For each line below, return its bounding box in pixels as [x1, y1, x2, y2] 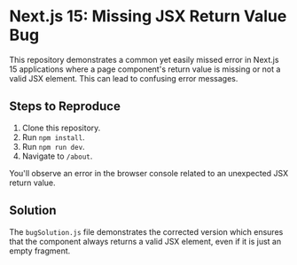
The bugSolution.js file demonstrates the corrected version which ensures [9, 226, 284, 237]
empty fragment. [9, 246, 71, 256]
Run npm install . [21, 131, 86, 143]
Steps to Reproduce [9, 99, 121, 114]
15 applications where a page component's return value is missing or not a [9, 64, 281, 74]
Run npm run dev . [21, 141, 86, 152]
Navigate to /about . [21, 151, 93, 161]
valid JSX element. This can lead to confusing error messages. [9, 73, 238, 83]
